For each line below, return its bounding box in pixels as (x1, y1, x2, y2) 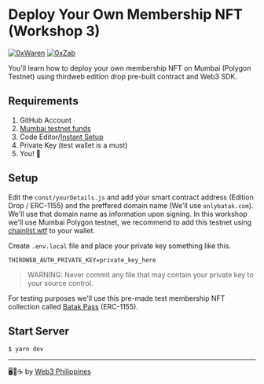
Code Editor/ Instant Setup (19, 132, 104, 141)
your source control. (27, 278, 93, 287)
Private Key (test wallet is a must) (19, 140, 128, 150)
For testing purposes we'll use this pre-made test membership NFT (8, 293, 225, 303)
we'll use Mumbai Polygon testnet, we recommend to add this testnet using (8, 218, 252, 227)
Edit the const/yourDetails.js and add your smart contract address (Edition (8, 192, 254, 202)
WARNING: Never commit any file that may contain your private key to (27, 269, 254, 280)
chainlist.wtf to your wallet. (8, 225, 96, 235)
